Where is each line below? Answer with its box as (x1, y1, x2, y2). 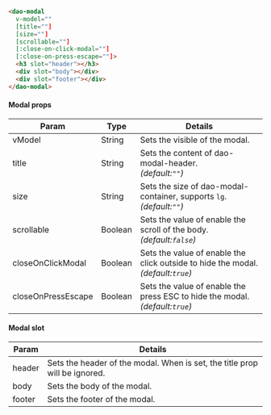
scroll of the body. (140, 224, 209, 235)
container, (140, 191, 179, 202)
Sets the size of (140, 180, 199, 191)
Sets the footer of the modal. (47, 394, 156, 405)
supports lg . (180, 191, 227, 202)
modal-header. (140, 157, 198, 169)
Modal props (8, 100, 52, 110)
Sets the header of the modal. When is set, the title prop (47, 358, 258, 369)
